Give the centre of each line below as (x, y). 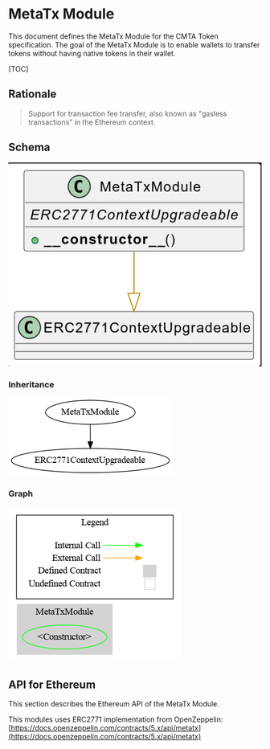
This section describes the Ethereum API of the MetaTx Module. (114, 704)
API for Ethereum (52, 684)
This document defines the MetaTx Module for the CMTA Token (113, 36)
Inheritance (31, 384)
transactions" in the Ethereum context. (92, 122)
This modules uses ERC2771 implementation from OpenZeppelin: (116, 719)
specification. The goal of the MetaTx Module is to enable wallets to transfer (134, 44)
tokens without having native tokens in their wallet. (92, 53)
